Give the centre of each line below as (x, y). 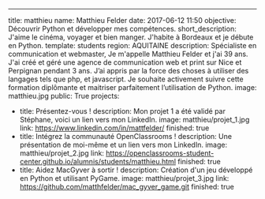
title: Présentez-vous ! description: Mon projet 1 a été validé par (123, 111)
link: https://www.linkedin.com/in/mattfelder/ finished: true (114, 128)
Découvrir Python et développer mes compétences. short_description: (122, 29)
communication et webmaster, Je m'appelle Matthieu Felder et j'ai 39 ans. (128, 54)
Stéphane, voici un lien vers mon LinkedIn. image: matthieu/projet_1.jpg (134, 120)
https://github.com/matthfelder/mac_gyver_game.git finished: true (127, 187)
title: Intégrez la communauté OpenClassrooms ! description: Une (126, 136)
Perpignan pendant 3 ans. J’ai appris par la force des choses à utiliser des (129, 71)
